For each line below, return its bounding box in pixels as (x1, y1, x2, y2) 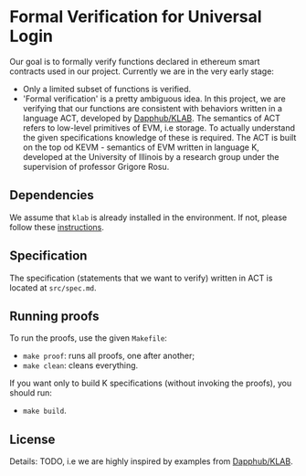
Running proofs (9, 308, 100, 323)
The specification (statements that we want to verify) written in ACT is (9, 272, 273, 283)
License (9, 431, 56, 447)
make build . (22, 405, 67, 417)
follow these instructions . (9, 221, 105, 232)
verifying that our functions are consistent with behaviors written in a (22, 102, 283, 113)
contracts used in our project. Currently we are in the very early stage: (9, 66, 274, 77)
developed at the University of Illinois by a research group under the (22, 151, 280, 162)
